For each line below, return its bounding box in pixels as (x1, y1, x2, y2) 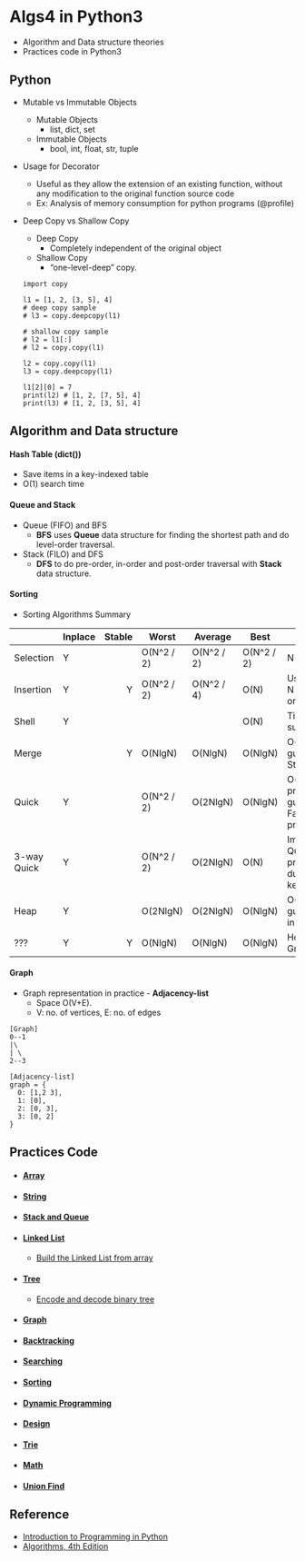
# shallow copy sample (22, 327, 109, 336)
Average (193, 630, 231, 642)
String (22, 1190, 47, 1201)
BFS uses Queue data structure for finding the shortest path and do (35, 529, 290, 540)
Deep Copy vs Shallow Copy (22, 215, 130, 226)
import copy (22, 279, 68, 288)
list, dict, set (49, 124, 95, 134)
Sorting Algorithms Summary (22, 609, 132, 620)
